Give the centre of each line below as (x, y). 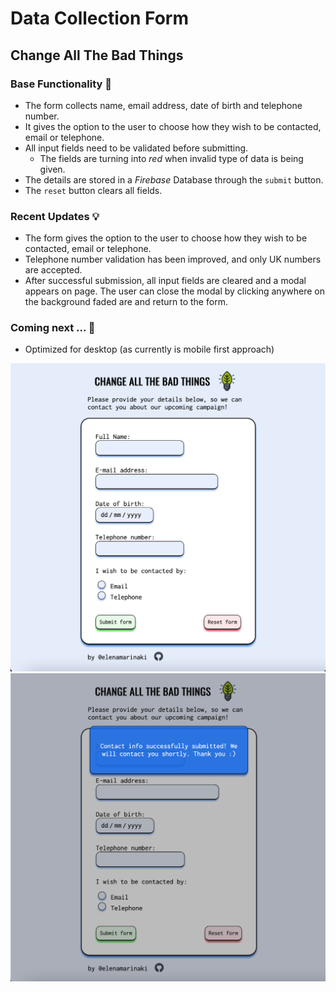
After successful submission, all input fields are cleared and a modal (165, 281)
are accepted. (53, 270)
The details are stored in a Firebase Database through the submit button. (174, 179)
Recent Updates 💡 (55, 216)
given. (52, 169)
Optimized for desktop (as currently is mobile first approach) (149, 349)
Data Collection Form (100, 18)
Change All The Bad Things (97, 55)
